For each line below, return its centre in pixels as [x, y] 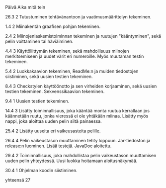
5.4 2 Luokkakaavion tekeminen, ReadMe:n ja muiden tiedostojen [72, 71]
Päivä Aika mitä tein [25, 7]
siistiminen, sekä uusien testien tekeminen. [49, 76]
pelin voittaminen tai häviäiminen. [39, 41]
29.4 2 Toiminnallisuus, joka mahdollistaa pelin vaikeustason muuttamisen [81, 155]
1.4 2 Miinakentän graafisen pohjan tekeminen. [53, 26]
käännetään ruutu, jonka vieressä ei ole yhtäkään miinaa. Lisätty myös [77, 116]
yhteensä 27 [18, 180]
